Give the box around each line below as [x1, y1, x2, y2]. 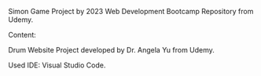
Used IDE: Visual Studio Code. [8, 60, 106, 70]
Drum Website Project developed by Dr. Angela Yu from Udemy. [8, 45, 215, 54]
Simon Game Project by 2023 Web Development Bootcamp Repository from [8, 7, 254, 16]
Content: [8, 31, 37, 39]
